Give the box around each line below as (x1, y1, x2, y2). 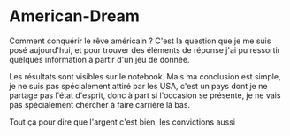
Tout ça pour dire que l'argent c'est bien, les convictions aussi (9, 117, 236, 127)
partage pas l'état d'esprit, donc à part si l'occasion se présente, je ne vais (9, 90, 281, 101)
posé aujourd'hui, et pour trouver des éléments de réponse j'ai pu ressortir (9, 44, 281, 55)
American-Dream (9, 6, 140, 26)
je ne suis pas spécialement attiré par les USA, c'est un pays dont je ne (9, 80, 268, 91)
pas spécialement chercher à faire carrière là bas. (9, 99, 191, 110)
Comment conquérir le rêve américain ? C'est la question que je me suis (9, 35, 271, 46)
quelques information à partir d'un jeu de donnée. (9, 54, 190, 64)
